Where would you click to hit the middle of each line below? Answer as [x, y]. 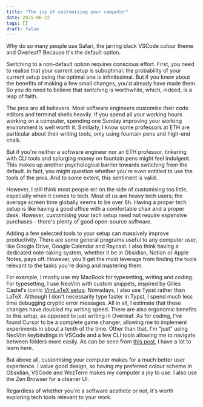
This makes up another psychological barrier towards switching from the [97, 165]
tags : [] [17, 23]
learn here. [20, 348]
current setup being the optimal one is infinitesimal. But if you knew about [98, 77]
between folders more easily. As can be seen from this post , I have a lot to [99, 342]
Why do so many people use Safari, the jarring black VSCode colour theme [100, 46]
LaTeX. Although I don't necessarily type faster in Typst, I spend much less [99, 297]
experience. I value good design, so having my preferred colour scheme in [99, 366]
